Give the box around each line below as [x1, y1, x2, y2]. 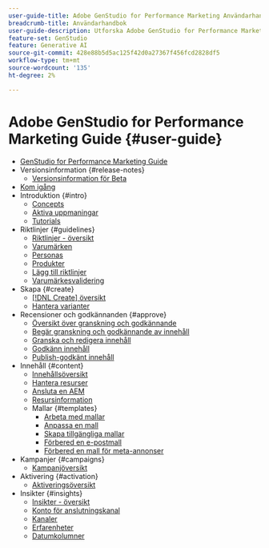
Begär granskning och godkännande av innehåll [31, 326, 190, 336]
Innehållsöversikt [31, 369, 88, 379]
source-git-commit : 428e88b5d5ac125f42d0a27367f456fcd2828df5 [8, 49, 220, 57]
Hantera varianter [31, 301, 90, 311]
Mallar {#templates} [31, 403, 98, 413]
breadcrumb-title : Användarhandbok [8, 19, 127, 27]
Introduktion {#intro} [19, 190, 88, 200]
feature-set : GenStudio [8, 34, 88, 42]
